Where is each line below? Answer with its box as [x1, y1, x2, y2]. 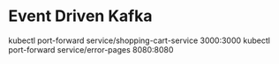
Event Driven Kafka [8, 6, 153, 26]
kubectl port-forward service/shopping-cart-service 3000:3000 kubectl [8, 35, 271, 46]
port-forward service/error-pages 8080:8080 [8, 44, 174, 54]
